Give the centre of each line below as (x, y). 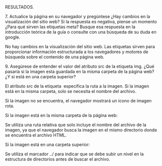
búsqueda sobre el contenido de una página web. (55, 57)
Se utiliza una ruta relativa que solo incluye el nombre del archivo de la (76, 125)
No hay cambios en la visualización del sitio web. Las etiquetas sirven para (80, 46)
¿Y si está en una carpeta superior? (41, 77)
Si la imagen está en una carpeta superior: (47, 145)
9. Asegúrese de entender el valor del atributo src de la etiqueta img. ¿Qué (80, 66)
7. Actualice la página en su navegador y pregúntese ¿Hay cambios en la (78, 16)
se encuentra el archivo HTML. (36, 135)
